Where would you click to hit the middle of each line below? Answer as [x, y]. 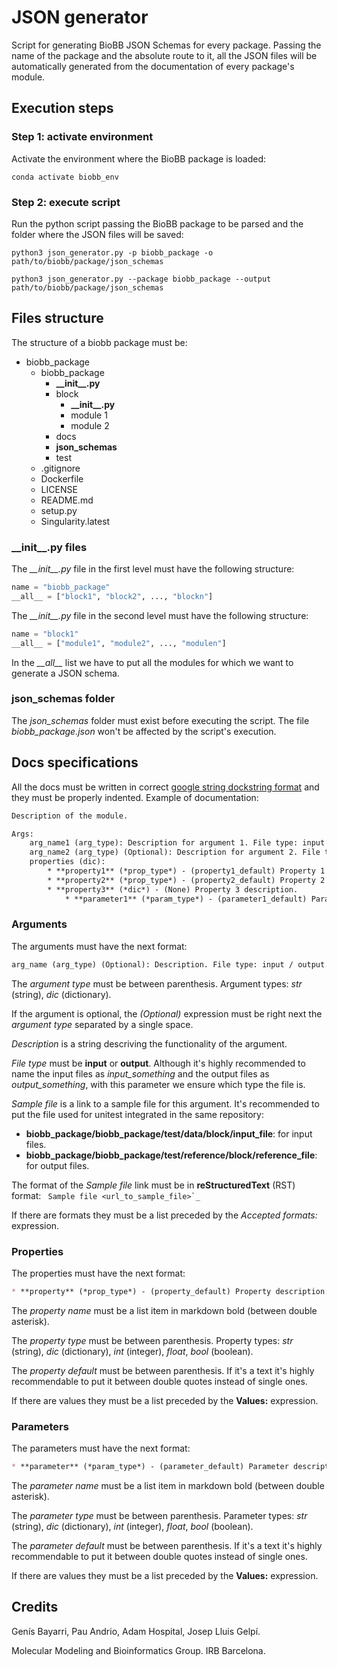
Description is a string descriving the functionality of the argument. [149, 1043]
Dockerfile [62, 478]
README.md [67, 500]
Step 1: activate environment [82, 137]
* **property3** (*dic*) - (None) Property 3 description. [173, 889]
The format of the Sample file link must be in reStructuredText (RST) [153, 1185]
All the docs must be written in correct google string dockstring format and [165, 787]
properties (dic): [67, 862]
